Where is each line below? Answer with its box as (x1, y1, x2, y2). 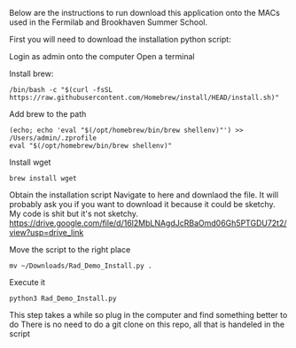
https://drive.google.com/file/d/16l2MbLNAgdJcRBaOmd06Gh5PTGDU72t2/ (9, 218, 287, 228)
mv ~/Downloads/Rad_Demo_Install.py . (9, 261, 152, 270)
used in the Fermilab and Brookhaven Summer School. (9, 17, 208, 27)
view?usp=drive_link (9, 228, 84, 237)
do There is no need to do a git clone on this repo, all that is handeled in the (9, 319, 285, 329)
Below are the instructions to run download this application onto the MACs (9, 8, 281, 18)
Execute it (9, 277, 46, 287)
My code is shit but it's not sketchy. (9, 208, 139, 219)
